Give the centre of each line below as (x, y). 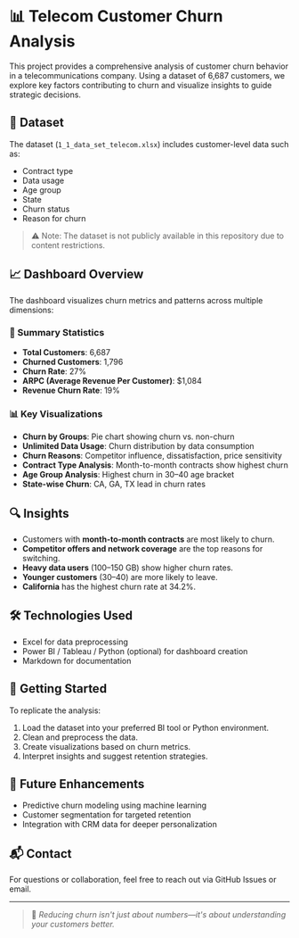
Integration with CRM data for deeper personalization (120, 825)
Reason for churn (54, 218)
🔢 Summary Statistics (57, 333)
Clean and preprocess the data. (80, 737)
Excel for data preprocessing (75, 642)
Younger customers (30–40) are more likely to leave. (120, 577)
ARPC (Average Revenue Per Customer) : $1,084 (112, 380)
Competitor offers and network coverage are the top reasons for (142, 548)
